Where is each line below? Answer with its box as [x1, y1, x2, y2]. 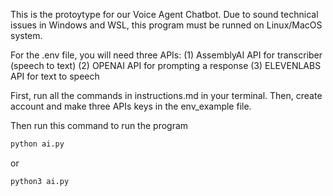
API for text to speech [10, 70, 100, 82]
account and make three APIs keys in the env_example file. [10, 100, 252, 112]
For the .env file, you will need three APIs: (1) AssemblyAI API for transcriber [10, 49, 323, 61]
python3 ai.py [10, 176, 70, 186]
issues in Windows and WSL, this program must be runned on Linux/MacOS [10, 19, 323, 31]
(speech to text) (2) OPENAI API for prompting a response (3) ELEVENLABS [10, 60, 322, 71]
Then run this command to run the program [10, 120, 189, 131]
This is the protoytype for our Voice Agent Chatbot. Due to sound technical [10, 9, 319, 20]
